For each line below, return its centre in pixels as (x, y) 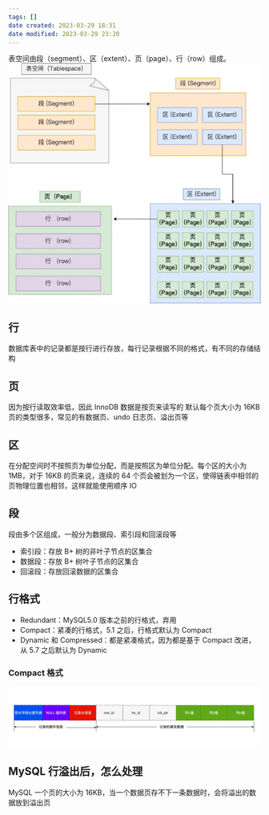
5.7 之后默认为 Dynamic (68, 650)
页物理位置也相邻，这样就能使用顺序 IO (73, 486)
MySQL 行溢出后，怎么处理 (76, 771)
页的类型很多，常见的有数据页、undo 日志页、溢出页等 (98, 417)
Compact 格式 (36, 672)
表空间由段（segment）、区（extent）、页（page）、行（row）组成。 (119, 59)
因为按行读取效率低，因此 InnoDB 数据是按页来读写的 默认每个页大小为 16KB (134, 407)
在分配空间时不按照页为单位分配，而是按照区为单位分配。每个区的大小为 (127, 466)
